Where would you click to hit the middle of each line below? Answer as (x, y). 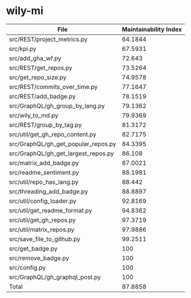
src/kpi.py (23, 49)
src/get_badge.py (33, 248)
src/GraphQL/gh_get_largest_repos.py (62, 153)
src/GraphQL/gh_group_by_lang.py (57, 105)
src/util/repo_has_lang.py (44, 181)
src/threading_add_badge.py (49, 191)
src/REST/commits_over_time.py (53, 87)
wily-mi (25, 11)
